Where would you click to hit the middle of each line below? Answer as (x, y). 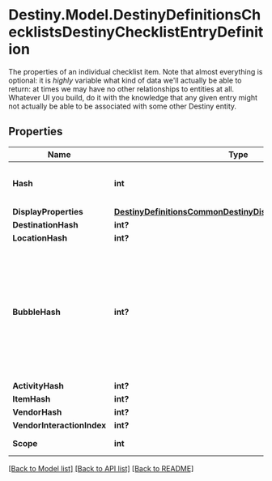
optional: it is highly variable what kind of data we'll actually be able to (125, 80)
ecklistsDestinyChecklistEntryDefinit (136, 32)
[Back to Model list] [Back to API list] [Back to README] (101, 468)
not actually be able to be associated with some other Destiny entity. (123, 106)
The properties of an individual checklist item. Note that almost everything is (136, 71)
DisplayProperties (48, 211)
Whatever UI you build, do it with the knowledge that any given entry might (133, 97)
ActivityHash (38, 385)
